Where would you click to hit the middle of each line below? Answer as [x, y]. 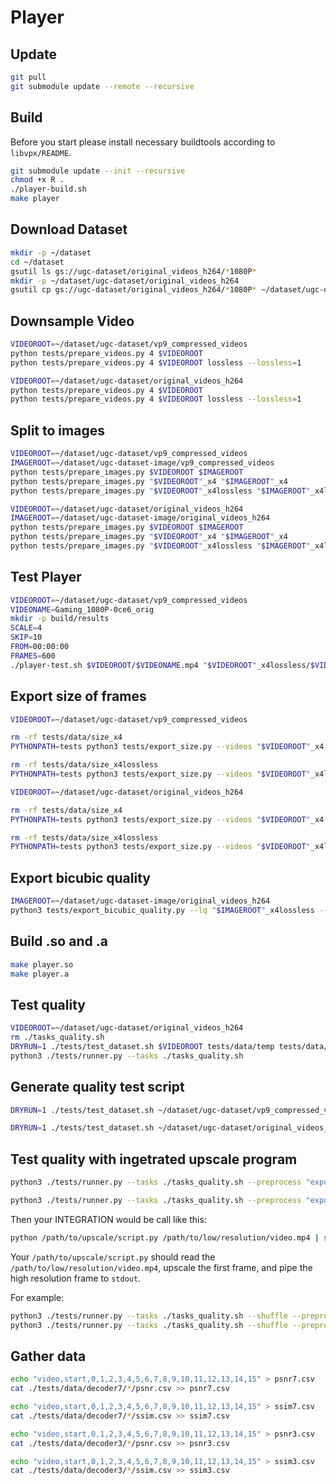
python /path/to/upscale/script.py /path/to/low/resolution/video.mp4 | [165, 1237]
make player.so [42, 964]
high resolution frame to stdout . [76, 1278]
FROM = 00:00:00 [40, 647]
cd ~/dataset [37, 262]
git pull [28, 77]
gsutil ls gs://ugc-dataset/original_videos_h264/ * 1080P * [133, 271]
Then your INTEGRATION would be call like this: [108, 1219]
